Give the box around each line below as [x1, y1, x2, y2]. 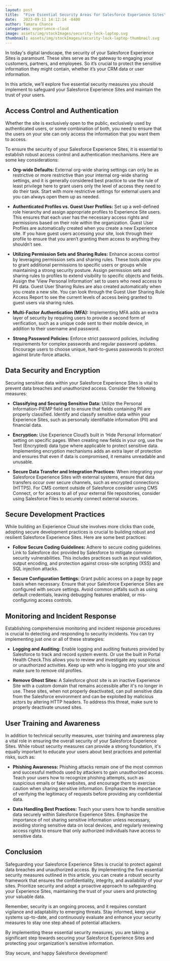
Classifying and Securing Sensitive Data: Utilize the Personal [12, 400, 143, 406]
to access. [5, 136, 27, 142]
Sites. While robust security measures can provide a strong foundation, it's [5, 743, 161, 749]
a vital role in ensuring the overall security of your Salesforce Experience [5, 738, 157, 744]
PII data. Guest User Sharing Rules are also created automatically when [12, 283, 161, 289]
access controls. [37, 597, 72, 603]
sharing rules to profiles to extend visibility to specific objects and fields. [12, 272, 164, 279]
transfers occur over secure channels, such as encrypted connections [12, 479, 159, 485]
